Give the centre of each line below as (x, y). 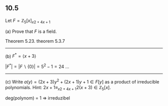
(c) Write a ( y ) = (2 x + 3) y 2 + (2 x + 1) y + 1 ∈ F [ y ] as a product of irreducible (82, 81)
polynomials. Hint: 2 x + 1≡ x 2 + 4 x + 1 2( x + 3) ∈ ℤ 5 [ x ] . (58, 88)
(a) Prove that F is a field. (31, 31)
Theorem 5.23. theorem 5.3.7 (35, 41)
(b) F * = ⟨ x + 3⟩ (21, 56)
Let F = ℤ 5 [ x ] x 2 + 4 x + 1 (28, 21)
